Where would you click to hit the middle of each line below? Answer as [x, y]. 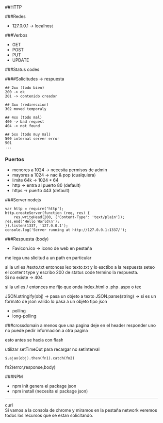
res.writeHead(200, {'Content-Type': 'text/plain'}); [69, 217]
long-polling [24, 316]
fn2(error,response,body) [30, 367]
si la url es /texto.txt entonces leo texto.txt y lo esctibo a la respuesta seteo [80, 267]
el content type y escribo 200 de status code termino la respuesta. [72, 272]
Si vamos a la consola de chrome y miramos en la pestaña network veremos [81, 410]
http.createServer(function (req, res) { [48, 213]
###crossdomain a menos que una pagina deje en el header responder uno [81, 325]
